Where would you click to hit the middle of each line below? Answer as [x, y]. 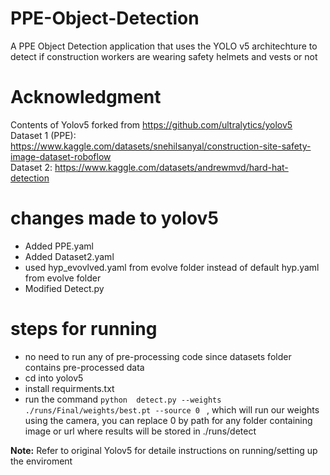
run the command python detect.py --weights [123, 399]
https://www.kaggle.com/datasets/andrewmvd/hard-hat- [171, 167]
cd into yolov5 [54, 378]
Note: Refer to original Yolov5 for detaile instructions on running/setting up [164, 450]
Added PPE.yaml [59, 246]
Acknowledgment [86, 97]
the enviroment [41, 461]
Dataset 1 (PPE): [43, 135]
